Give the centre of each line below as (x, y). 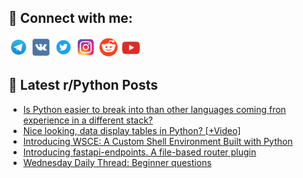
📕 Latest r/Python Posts (83, 85)
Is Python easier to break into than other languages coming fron (154, 109)
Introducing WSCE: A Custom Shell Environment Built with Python (157, 141)
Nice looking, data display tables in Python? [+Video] (131, 130)
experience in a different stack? (88, 120)
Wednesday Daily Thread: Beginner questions (117, 162)
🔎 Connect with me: (70, 18)
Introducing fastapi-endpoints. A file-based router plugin (139, 152)
